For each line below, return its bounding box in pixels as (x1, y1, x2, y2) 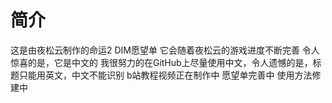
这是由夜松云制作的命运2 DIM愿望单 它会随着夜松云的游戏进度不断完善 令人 (10, 44, 320, 56)
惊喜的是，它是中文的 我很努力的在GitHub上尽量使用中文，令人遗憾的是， (10, 56, 313, 68)
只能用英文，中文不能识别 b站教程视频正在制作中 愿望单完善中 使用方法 (18, 69, 313, 81)
